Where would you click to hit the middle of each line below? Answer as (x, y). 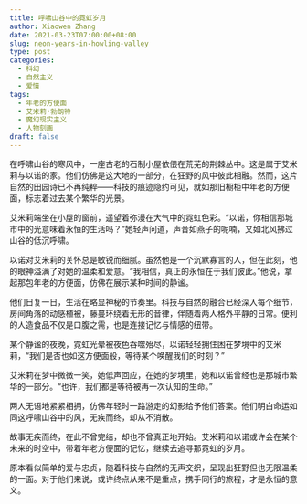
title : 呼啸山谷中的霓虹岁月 (58, 18)
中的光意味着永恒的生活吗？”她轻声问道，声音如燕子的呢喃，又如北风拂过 (155, 228)
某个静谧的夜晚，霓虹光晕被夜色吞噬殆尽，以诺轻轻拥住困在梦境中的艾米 (145, 344)
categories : (32, 60)
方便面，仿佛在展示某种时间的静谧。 (125, 282)
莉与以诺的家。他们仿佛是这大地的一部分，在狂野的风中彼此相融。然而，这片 (153, 175)
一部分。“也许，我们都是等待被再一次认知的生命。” (119, 386)
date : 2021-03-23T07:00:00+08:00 (73, 35)
